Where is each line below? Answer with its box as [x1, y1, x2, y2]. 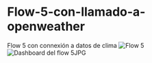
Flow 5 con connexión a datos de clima [7, 41, 118, 49]
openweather [7, 18, 86, 34]
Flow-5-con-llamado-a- [7, 4, 146, 20]
